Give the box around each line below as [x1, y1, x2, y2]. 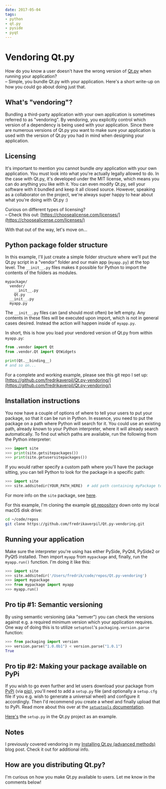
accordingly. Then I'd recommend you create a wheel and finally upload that [5, 699, 161, 705]
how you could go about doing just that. [5, 84, 86, 90]
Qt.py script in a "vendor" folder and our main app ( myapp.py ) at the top [5, 259, 150, 265]
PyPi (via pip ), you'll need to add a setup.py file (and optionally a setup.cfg [5, 688, 157, 694]
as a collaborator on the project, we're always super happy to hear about [5, 191, 153, 197]
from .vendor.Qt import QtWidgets [5, 349, 77, 354]
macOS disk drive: [5, 507, 42, 513]
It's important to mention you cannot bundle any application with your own [5, 165, 157, 171]
